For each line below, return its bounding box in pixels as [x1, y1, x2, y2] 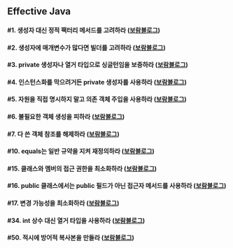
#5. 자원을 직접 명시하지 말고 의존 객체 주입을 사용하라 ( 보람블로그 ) [7, 95, 187, 103]
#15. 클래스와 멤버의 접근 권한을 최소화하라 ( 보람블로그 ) [7, 164, 157, 173]
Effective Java [7, 6, 71, 17]
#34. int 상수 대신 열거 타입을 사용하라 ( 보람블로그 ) [7, 216, 146, 224]
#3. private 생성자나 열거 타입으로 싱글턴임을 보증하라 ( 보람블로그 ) [7, 61, 189, 69]
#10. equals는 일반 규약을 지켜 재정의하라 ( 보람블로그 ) [7, 147, 155, 156]
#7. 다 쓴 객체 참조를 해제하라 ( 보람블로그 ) [7, 129, 120, 138]
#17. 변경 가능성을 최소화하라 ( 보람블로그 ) [7, 198, 120, 207]
